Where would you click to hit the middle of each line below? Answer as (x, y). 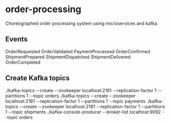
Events (17, 39)
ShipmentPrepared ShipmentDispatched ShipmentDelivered (68, 57)
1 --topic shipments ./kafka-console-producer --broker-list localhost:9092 (83, 112)
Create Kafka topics (37, 78)
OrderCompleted (23, 62)
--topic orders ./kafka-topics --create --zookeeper (82, 96)
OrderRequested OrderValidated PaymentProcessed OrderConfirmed (78, 51)
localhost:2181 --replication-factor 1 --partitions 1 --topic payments (76, 101)
